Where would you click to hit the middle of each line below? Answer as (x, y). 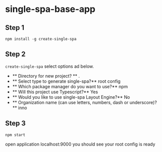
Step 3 (15, 123)
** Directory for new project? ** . (46, 76)
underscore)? (143, 102)
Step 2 (15, 54)
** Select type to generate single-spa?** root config (66, 81)
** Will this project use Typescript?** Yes (55, 92)
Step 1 (15, 28)
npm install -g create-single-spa (41, 39)
